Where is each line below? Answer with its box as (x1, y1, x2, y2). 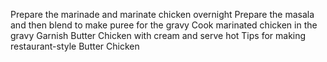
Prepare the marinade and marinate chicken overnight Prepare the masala (10, 9, 315, 20)
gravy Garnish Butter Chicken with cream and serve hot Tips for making (10, 30, 307, 41)
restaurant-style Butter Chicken (10, 40, 140, 52)
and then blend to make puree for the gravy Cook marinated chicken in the (10, 19, 318, 31)
